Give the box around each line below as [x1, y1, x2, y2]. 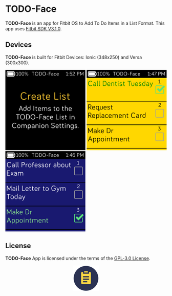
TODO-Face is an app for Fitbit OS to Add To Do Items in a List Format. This [5, 20, 165, 26]
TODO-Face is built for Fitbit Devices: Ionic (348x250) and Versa [5, 54, 142, 60]
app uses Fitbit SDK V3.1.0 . [5, 25, 62, 31]
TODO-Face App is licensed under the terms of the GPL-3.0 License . [5, 255, 150, 261]
